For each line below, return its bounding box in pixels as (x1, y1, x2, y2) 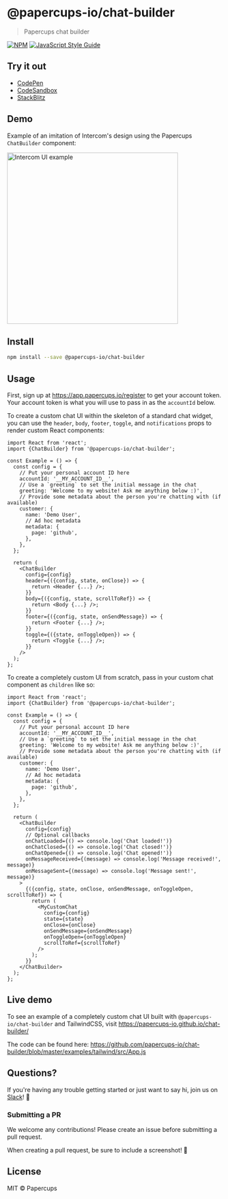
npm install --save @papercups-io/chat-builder (7, 354, 145, 361)
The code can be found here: (7, 1040, 89, 1048)
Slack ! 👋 (7, 1093, 31, 1101)
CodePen (16, 79, 44, 87)
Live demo (7, 994, 53, 1006)
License (7, 1166, 42, 1178)
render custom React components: (7, 426, 104, 434)
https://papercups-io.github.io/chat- (118, 1019, 220, 1028)
